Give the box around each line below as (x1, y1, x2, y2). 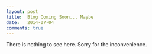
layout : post (6, 8, 38, 15)
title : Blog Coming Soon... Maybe (6, 14, 94, 20)
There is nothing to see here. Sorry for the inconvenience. (6, 41, 147, 48)
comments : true (6, 25, 44, 31)
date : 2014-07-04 (6, 19, 54, 25)
